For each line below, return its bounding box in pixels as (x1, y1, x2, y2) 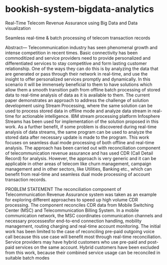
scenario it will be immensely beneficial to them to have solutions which (5, 81, 153, 88)
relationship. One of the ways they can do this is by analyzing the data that (5, 66, 159, 72)
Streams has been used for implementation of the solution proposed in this (5, 118, 159, 124)
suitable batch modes (5, 255, 50, 261)
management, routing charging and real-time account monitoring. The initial (5, 223, 161, 229)
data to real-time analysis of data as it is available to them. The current (5, 92, 150, 98)
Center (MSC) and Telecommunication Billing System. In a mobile (5, 207, 139, 213)
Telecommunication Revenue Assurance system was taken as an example (5, 191, 157, 197)
